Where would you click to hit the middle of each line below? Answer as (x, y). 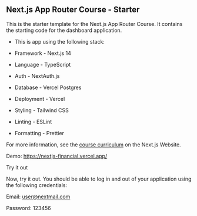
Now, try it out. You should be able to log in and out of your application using (99, 179)
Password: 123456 (29, 208)
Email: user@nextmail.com (38, 197)
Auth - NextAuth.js (37, 76)
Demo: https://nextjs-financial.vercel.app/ (57, 156)
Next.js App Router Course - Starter (73, 10)
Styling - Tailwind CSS (41, 110)
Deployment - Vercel (40, 99)
